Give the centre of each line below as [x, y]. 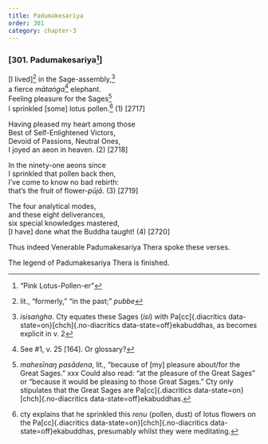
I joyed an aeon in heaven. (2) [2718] [68, 150]
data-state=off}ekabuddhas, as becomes [189, 325]
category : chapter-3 [43, 30]
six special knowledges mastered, [64, 223]
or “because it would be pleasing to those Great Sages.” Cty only [126, 382]
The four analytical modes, [52, 206]
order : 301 [26, 23]
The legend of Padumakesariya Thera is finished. [89, 262]
